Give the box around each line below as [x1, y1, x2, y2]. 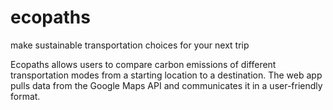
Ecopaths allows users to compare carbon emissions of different [10, 58, 277, 70]
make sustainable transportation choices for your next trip [10, 39, 250, 51]
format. [10, 90, 41, 102]
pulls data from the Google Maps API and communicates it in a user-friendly [10, 79, 323, 91]
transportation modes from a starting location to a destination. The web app [10, 69, 323, 81]
